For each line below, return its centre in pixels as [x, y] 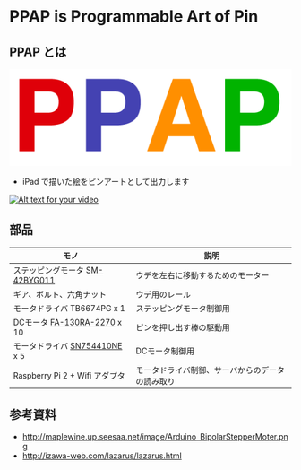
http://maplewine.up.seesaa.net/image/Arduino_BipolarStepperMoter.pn [155, 436]
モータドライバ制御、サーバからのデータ [210, 370]
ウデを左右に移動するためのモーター [202, 274]
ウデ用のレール [163, 294]
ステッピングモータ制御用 [183, 308]
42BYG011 [34, 281]
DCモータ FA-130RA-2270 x [68, 322]
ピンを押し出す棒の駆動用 [183, 327]
